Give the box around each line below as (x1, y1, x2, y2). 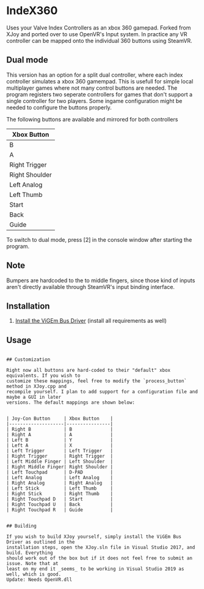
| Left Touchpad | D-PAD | (6, 469, 114, 475)
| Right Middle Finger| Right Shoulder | (6, 464, 114, 470)
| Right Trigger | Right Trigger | (6, 453, 114, 460)
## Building (6, 523, 37, 529)
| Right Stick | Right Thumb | (6, 491, 114, 497)
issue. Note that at (6, 561, 59, 567)
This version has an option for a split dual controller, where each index (6, 71, 183, 79)
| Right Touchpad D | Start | (6, 496, 114, 502)
